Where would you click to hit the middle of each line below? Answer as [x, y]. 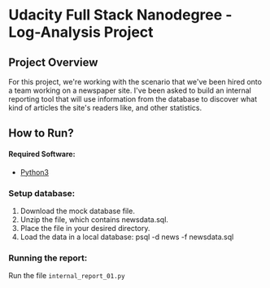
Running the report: [48, 258]
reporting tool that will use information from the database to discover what [133, 99]
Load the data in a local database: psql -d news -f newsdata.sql [127, 237]
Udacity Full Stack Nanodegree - [120, 15]
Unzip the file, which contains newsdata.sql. [94, 219]
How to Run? [41, 133]
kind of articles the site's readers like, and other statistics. [105, 108]
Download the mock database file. [78, 211]
